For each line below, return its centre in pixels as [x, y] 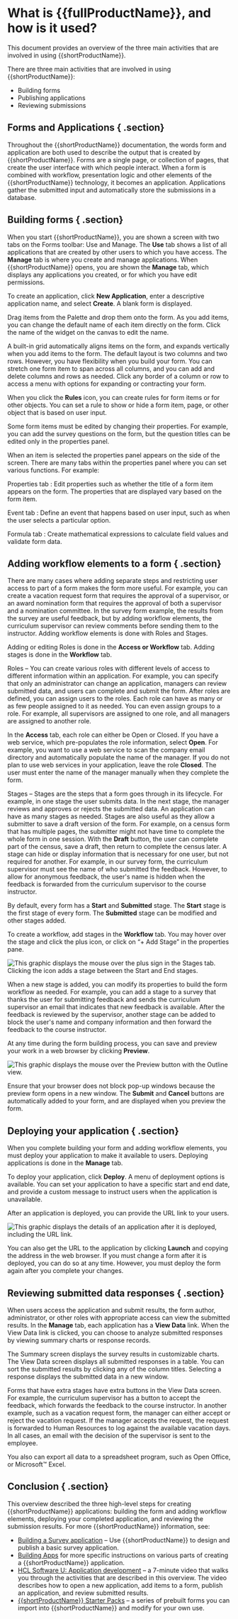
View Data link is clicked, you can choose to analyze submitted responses [115, 1333]
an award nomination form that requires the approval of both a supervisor [114, 603]
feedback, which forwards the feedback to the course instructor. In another [117, 1405]
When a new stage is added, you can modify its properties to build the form [118, 984]
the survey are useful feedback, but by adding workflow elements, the [110, 618]
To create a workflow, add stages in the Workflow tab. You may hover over [117, 935]
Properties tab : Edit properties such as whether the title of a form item [110, 484]
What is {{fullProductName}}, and [109, 13]
